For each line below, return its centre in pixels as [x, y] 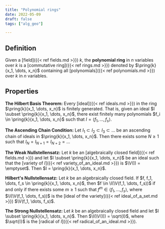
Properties [22, 92]
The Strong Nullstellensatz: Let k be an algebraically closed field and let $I [82, 211]
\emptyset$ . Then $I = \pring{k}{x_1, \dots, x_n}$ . [56, 168]
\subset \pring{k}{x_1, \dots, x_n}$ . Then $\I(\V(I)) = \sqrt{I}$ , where [75, 216]
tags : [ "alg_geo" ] [24, 24]
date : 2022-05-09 [23, 14]
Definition [21, 48]
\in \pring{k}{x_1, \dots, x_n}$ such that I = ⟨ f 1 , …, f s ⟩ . [58, 120]
